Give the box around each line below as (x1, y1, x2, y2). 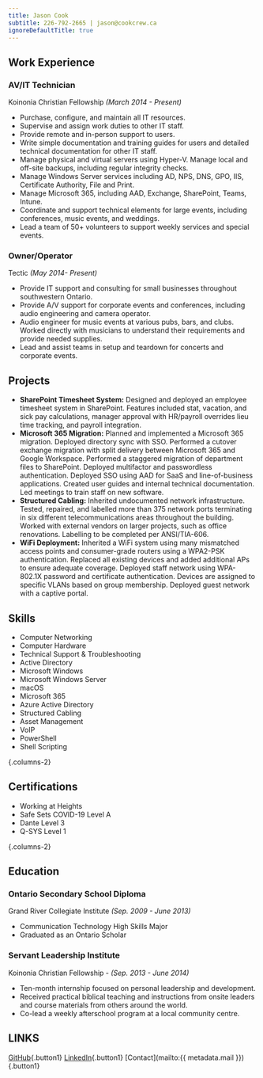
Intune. (19, 197, 43, 207)
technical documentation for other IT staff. (19, 147, 158, 156)
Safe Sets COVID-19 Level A (19, 809, 111, 819)
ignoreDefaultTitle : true (8, 26, 93, 34)
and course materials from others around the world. (19, 1000, 188, 1010)
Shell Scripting (19, 741, 68, 751)
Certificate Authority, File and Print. (19, 180, 135, 190)
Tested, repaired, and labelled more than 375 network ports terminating (19, 505, 253, 514)
